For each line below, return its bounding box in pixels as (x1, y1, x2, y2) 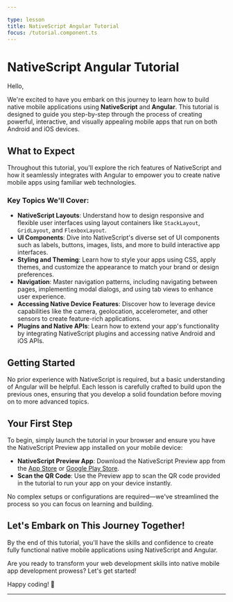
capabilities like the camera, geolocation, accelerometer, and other (17, 307, 208, 316)
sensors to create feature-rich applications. (17, 315, 141, 323)
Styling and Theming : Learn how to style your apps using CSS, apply (17, 256, 216, 264)
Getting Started (7, 357, 76, 369)
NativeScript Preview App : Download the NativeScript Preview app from (17, 457, 225, 465)
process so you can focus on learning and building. (7, 500, 154, 508)
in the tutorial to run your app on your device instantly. (17, 479, 173, 487)
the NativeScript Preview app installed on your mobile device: (7, 444, 183, 452)
